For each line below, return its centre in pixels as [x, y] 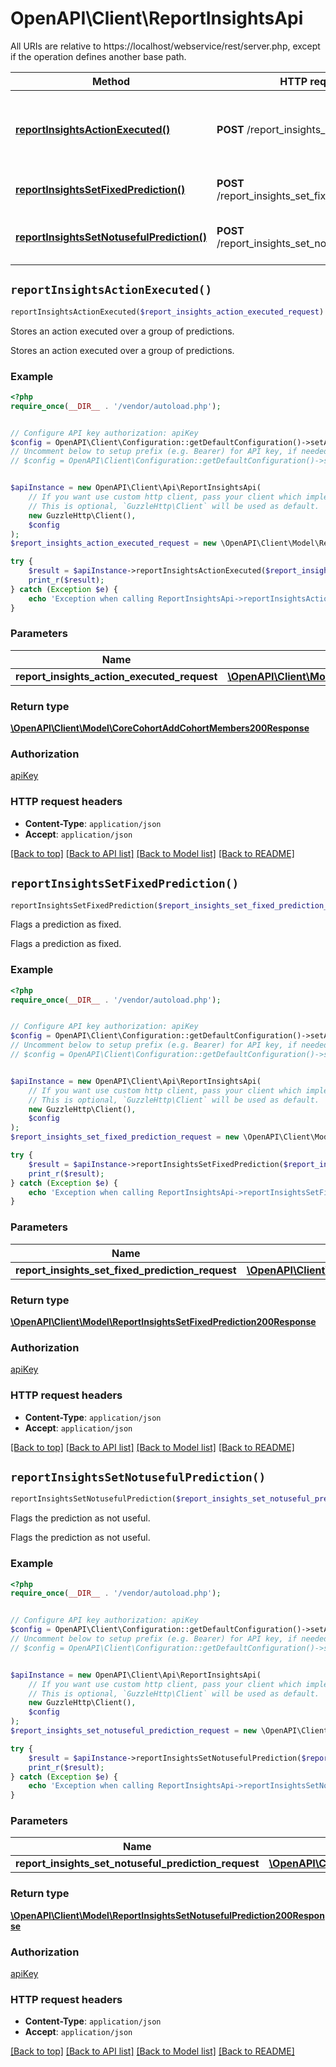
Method [111, 81]
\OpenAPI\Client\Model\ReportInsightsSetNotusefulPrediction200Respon [167, 1915]
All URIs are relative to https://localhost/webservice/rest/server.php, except [165, 46]
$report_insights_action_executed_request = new [113, 543]
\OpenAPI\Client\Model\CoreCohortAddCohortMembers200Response [160, 728]
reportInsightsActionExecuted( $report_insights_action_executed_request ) [167, 312]
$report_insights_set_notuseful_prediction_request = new [133, 1731]
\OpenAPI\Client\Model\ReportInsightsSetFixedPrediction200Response [163, 1321]
